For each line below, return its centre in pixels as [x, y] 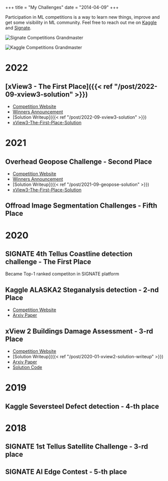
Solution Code [27, 367]
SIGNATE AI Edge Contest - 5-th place [66, 472]
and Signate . [18, 28]
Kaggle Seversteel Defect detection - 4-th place [82, 406]
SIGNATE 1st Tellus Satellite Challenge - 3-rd [77, 447]
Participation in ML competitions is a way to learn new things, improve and [82, 17]
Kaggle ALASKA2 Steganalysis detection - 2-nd [82, 290]
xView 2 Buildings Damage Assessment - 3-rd [79, 331]
